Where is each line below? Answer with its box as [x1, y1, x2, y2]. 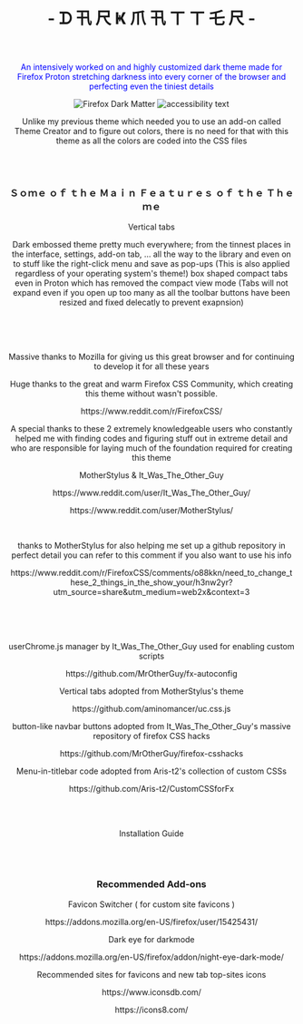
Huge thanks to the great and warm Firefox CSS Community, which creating [9, 378, 294, 390]
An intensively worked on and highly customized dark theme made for [20, 62, 283, 73]
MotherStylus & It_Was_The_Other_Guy [79, 470, 224, 481]
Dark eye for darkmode [107, 933, 196, 944]
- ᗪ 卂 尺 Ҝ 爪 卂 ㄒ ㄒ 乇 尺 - [47, 8, 256, 29]
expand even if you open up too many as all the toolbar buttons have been [12, 288, 291, 298]
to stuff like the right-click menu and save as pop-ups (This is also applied [13, 258, 290, 269]
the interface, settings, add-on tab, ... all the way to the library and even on [11, 249, 292, 259]
